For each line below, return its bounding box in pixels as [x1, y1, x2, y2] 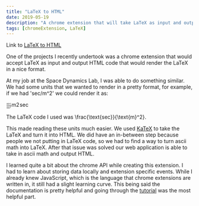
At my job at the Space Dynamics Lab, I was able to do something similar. [6, 77, 185, 84]
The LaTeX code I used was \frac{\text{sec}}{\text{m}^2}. [6, 113, 147, 121]
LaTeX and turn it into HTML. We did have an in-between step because [6, 131, 179, 138]
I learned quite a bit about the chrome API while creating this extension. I [6, 161, 184, 169]
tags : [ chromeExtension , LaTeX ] [6, 25, 86, 31]
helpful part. [6, 194, 36, 201]
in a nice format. [6, 66, 46, 73]
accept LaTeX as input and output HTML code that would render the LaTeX [6, 59, 188, 66]
